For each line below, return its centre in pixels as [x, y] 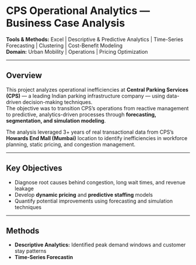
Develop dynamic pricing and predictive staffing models [84, 194]
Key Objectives [34, 168]
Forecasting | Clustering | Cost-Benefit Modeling [64, 46]
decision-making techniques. [57, 102]
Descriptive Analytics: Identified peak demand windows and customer [100, 245]
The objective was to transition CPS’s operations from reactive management [97, 108]
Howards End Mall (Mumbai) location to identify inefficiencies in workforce [97, 138]
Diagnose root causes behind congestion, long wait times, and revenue [100, 182]
